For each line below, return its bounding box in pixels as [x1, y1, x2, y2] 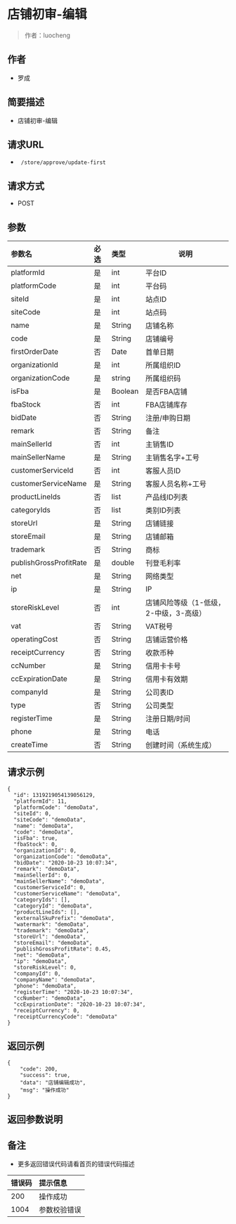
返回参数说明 [7, 1114, 63, 1126]
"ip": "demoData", [13, 957, 68, 964]
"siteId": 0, [13, 810, 52, 817]
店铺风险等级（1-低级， [145, 598, 225, 607]
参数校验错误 [39, 1204, 82, 1214]
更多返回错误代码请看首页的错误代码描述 [17, 1159, 135, 1168]
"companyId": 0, [13, 970, 61, 977]
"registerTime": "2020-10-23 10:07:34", [13, 988, 133, 995]
